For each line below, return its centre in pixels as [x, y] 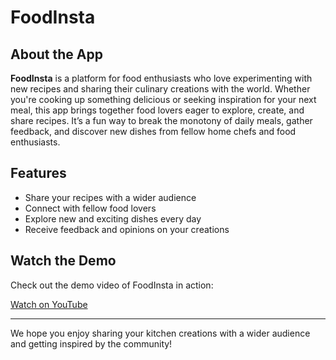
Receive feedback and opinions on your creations [127, 229]
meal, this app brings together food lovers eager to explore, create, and [157, 110]
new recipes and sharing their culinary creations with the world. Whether [160, 89]
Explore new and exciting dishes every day [113, 218]
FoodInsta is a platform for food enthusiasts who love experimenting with [161, 78]
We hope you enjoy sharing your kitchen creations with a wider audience [160, 333]
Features [38, 173]
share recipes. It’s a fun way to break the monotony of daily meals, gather [161, 120]
